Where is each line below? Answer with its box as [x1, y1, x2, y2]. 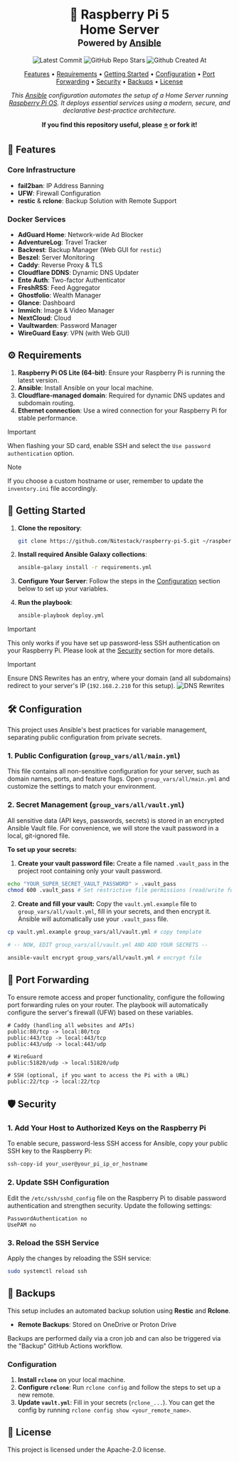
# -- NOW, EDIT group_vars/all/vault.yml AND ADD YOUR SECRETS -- [7, 942, 208, 949]
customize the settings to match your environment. [7, 782, 156, 791]
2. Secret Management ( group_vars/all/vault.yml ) [7, 800, 185, 810]
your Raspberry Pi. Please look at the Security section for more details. [7, 646, 215, 655]
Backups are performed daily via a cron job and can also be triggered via [7, 1333, 221, 1342]
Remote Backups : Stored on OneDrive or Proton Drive [17, 1320, 176, 1329]
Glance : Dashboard [17, 298, 75, 307]
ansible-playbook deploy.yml [17, 612, 105, 619]
